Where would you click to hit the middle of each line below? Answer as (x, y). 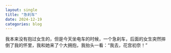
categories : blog (24, 24)
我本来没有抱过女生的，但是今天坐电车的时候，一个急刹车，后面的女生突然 (83, 39)
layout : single (21, 10)
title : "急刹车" (21, 15)
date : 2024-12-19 (24, 19)
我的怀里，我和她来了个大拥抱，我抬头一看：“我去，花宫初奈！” (81, 45)
